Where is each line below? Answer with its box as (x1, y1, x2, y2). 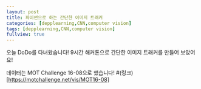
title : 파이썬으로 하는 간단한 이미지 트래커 (6, 15, 103, 21)
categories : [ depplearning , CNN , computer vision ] (6, 20, 132, 26)
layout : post (6, 8, 39, 15)
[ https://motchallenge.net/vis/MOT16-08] (6, 76, 110, 84)
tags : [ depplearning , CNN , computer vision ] (6, 25, 115, 32)
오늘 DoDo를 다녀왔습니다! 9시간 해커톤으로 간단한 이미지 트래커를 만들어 (6, 49, 179, 56)
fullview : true (6, 31, 45, 38)
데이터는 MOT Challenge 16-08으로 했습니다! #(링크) (6, 69, 134, 76)
